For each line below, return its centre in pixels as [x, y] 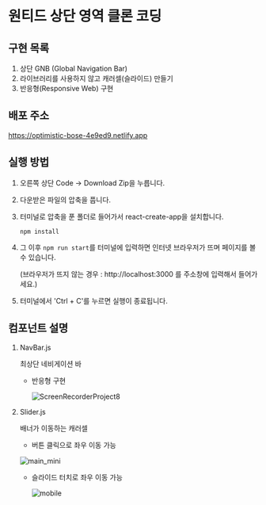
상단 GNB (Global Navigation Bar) [74, 69]
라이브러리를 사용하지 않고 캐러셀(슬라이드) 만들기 [97, 78]
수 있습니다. [38, 257]
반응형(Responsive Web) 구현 [66, 88]
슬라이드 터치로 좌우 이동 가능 [77, 477]
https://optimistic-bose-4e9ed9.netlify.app [78, 135]
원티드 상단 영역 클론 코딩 [85, 16]
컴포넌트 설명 [38, 329]
